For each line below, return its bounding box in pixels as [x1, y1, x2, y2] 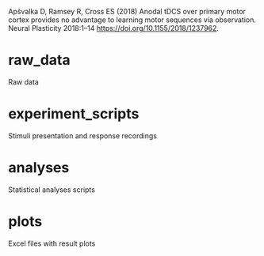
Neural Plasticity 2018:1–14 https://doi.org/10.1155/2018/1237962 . [8, 24, 220, 32]
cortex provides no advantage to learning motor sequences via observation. [8, 15, 256, 24]
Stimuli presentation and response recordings [8, 130, 157, 141]
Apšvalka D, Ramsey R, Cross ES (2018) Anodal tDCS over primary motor [8, 7, 246, 16]
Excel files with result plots [8, 239, 96, 248]
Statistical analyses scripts [8, 185, 95, 194]
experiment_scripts [8, 105, 140, 123]
